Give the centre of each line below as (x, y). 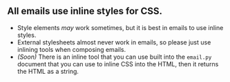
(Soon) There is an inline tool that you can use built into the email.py (114, 57)
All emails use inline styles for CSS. (85, 11)
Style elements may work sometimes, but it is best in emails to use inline (120, 27)
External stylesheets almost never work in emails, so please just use (114, 42)
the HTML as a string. (48, 71)
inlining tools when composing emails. (71, 49)
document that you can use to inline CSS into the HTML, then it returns (118, 64)
